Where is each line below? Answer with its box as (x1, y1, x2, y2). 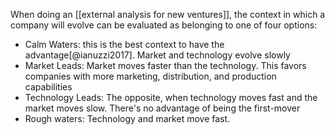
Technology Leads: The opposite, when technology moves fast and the (24, 92, 318, 103)
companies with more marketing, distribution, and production (24, 70, 277, 82)
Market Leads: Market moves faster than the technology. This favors (24, 60, 307, 71)
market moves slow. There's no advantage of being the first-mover (24, 102, 301, 114)
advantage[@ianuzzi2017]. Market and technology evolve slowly (24, 49, 291, 61)
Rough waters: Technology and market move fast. (24, 113, 231, 124)
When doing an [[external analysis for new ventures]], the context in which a (10, 9, 326, 20)
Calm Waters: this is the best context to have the (24, 39, 225, 50)
